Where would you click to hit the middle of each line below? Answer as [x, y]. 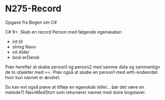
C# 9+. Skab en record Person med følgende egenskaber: [64, 32]
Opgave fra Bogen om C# [31, 22]
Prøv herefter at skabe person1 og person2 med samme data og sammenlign [83, 67]
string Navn [24, 47]
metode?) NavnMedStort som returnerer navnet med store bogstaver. [76, 92]
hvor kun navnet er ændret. [33, 77]
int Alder [21, 52]
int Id [17, 41]
